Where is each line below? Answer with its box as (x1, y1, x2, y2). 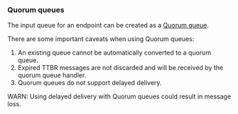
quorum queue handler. (17, 71, 87, 79)
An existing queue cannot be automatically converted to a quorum (17, 48, 212, 57)
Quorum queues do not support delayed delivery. (17, 79, 162, 87)
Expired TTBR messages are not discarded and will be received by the (17, 64, 224, 72)
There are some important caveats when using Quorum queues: (7, 35, 195, 43)
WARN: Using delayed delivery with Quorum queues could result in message (7, 92, 232, 101)
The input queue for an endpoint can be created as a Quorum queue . (7, 21, 210, 30)
